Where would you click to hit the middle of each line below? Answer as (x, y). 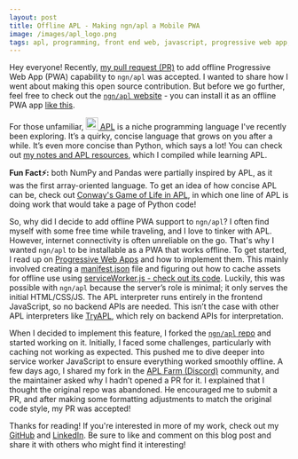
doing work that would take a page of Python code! (103, 204)
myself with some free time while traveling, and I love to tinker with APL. (141, 231)
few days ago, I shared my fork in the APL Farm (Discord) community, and (144, 371)
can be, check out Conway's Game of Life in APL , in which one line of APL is (149, 195)
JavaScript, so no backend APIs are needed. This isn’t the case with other (144, 306)
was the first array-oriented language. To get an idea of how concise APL (143, 186)
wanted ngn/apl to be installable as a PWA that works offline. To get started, (148, 250)
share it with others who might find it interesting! (98, 445)
